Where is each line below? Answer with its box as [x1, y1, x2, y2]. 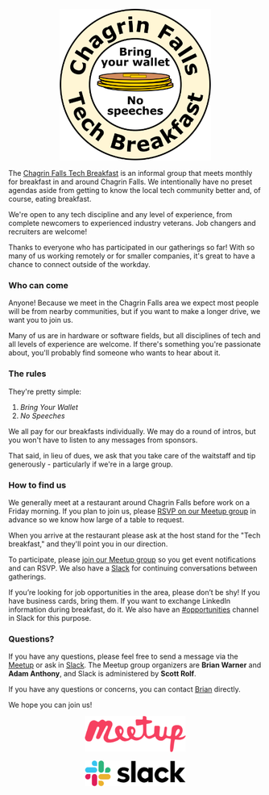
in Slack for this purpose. [8, 613, 92, 622]
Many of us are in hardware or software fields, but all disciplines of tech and [8, 331, 261, 341]
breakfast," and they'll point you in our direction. [8, 538, 168, 549]
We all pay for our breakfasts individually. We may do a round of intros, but [8, 426, 256, 436]
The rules [8, 368, 47, 379]
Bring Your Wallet [19, 402, 79, 412]
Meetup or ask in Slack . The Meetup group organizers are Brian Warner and [8, 660, 262, 670]
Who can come [8, 279, 68, 291]
